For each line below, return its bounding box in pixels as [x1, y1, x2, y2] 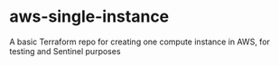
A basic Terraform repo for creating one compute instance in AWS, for [9, 36, 271, 47]
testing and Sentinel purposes [9, 45, 121, 56]
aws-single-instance [9, 6, 170, 27]
